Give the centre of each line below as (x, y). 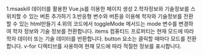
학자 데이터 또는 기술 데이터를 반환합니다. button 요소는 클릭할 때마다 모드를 (96, 39)
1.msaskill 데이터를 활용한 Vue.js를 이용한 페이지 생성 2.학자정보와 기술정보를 (98, 9)
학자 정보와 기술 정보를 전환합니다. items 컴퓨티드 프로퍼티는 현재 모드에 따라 (103, 31)
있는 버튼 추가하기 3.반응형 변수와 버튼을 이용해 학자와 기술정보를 (105, 16)
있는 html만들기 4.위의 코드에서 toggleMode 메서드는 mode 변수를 (98, 24)
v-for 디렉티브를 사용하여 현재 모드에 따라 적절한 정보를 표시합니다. (103, 46)
